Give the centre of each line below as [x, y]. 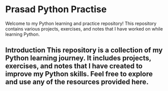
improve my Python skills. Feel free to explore [79, 74]
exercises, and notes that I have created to [74, 66]
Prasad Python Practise [56, 9]
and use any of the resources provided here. [77, 82]
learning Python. [23, 34]
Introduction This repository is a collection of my [84, 50]
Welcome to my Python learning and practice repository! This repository [81, 23]
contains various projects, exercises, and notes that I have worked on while [84, 28]
